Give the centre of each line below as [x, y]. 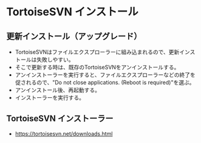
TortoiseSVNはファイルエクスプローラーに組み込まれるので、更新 [97, 52]
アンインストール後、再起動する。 [57, 90]
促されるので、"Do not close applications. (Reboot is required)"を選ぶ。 [105, 82]
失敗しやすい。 [55, 60]
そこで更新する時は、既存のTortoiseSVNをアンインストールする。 [97, 67]
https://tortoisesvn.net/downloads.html [64, 133]
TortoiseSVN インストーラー [60, 119]
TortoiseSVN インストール [72, 12]
